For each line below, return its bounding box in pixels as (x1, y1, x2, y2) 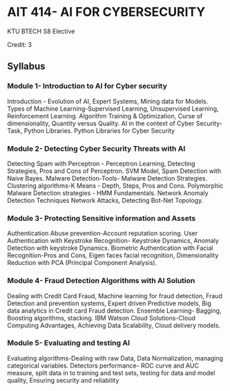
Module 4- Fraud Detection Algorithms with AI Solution (7, 276, 195, 286)
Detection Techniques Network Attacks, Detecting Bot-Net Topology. (7, 196, 204, 204)
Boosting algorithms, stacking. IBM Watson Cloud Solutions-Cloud (7, 313, 195, 322)
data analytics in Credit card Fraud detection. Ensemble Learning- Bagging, (7, 306, 222, 315)
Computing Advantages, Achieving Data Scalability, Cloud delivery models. (7, 321, 221, 329)
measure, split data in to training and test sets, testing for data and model (7, 368, 215, 377)
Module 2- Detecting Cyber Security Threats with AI (7, 143, 186, 153)
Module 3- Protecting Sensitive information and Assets (7, 213, 196, 223)
